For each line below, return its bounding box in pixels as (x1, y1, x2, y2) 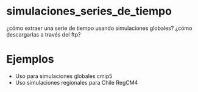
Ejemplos (6, 52, 54, 66)
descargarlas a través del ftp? (6, 30, 81, 38)
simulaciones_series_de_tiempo (6, 4, 172, 18)
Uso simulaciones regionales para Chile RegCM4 (15, 79, 138, 86)
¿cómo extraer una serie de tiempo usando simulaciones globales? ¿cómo (6, 24, 193, 32)
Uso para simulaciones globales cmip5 (15, 72, 113, 80)
